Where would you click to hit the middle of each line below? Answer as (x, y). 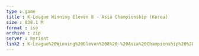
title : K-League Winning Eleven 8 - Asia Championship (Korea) (87, 17)
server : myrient (28, 38)
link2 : (16, 44)
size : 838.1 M (25, 22)
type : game (21, 11)
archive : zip (24, 33)
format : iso (22, 28)
